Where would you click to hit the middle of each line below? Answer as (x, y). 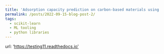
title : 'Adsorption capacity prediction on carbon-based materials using (82, 10)
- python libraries (29, 32)
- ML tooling (23, 28)
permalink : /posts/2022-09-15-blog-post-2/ (50, 14)
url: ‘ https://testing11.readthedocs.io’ (42, 46)
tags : (11, 19)
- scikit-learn (25, 23)
